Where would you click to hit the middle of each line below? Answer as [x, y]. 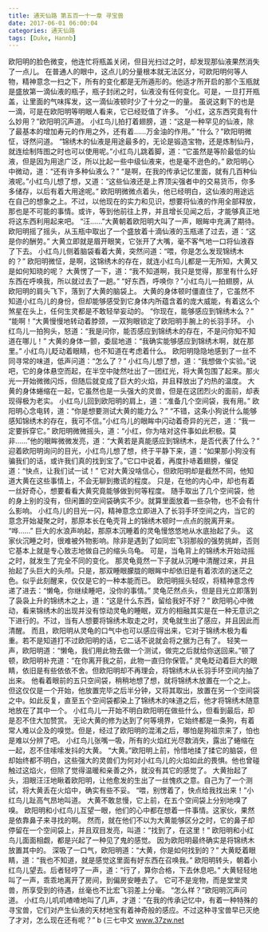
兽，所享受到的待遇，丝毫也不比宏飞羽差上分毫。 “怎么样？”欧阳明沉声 [124, 890]
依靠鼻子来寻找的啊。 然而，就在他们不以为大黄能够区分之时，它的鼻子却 [135, 820]
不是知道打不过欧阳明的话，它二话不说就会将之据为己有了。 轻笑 [135, 641]
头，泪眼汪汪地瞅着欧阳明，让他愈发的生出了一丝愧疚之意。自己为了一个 [127, 780]
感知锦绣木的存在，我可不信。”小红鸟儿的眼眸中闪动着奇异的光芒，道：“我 [128, 421]
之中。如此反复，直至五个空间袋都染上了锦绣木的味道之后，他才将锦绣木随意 [134, 700]
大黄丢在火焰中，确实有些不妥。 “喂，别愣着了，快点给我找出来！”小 [142, 791]
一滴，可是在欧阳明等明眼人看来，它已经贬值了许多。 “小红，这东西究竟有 [130, 112]
